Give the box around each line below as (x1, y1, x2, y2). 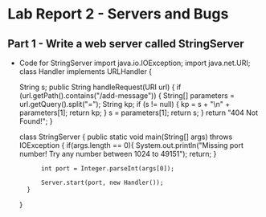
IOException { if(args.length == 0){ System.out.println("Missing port (18, 141, 244, 149)
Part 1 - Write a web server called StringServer (7, 37, 244, 51)
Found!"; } (18, 117, 53, 125)
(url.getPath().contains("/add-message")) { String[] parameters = (18, 91, 235, 100)
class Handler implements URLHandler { (18, 67, 153, 76)
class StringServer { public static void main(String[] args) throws (18, 132, 233, 141)
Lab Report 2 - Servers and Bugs (7, 5, 229, 23)
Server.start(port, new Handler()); (40, 178, 164, 186)
